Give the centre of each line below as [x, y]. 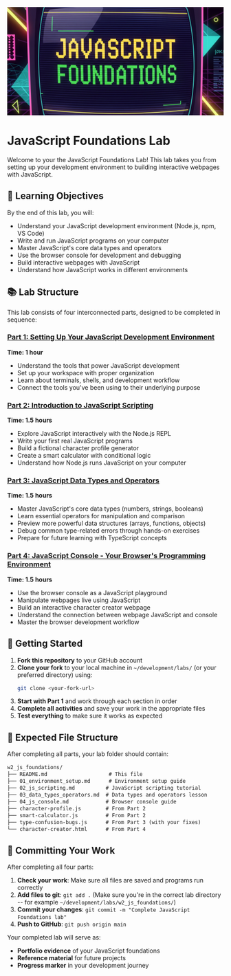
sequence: [22, 320]
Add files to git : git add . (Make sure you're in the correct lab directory [119, 895]
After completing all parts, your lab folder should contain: [88, 754]
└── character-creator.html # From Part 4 [77, 830]
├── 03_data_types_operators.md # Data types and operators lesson [107, 795]
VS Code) [31, 233]
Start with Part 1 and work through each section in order [97, 701]
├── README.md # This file [75, 775]
